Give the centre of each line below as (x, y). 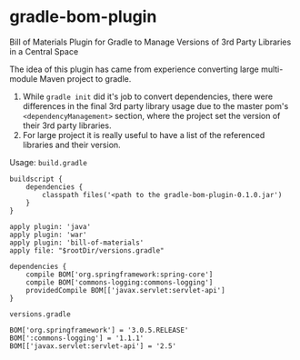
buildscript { (36, 179)
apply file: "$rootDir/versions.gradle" (87, 250)
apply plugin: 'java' (50, 226)
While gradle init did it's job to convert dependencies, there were (148, 96)
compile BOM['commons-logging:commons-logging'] (120, 282)
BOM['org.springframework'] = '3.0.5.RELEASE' (99, 330)
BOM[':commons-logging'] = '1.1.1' (77, 338)
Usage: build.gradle (49, 162)
